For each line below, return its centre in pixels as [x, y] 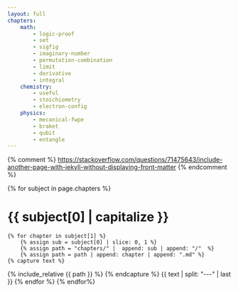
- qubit [44, 133]
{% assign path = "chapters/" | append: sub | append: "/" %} [117, 249]
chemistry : [36, 87]
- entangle [49, 139]
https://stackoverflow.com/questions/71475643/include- [140, 160]
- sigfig [46, 47]
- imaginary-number [62, 54]
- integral [49, 80]
